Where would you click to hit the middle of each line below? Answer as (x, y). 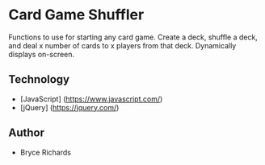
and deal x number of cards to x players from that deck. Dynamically (122, 45)
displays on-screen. (42, 54)
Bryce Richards (45, 152)
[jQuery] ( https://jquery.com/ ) (69, 107)
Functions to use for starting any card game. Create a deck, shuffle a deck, (133, 37)
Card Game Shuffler (76, 15)
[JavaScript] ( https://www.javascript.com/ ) (91, 99)
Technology (39, 79)
